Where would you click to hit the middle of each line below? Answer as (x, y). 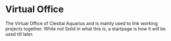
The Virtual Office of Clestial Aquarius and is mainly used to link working (81, 23)
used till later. (19, 34)
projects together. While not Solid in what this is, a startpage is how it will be (85, 28)
